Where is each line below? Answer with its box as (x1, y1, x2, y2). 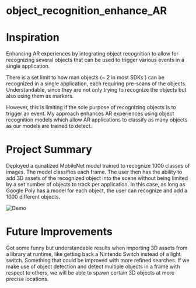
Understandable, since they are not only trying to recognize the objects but (6, 86, 187, 93)
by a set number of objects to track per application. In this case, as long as (6, 181, 185, 188)
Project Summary (6, 143, 92, 156)
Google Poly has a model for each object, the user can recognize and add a (6, 187, 188, 194)
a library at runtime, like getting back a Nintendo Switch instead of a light (6, 251, 181, 258)
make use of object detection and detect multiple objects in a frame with (6, 263, 180, 270)
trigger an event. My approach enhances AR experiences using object (6, 110, 174, 117)
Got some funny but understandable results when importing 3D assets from (6, 244, 188, 251)
